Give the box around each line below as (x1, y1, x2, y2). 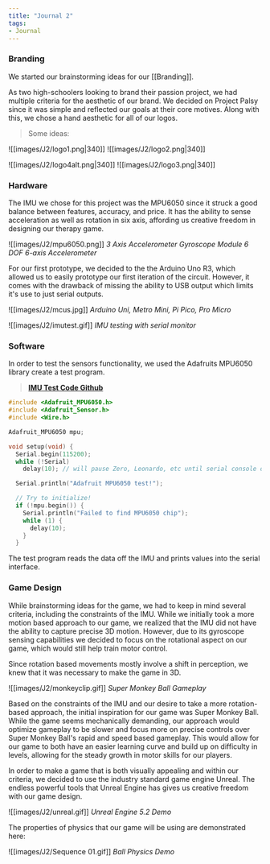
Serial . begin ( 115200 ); (15, 450, 92, 458)
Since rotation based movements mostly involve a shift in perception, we (8, 659, 249, 668)
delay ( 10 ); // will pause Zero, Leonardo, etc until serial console (22, 465, 257, 473)
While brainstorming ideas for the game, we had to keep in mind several (8, 601, 247, 610)
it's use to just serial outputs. (8, 289, 104, 299)
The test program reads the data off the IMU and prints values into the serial (8, 553, 260, 564)
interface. (8, 562, 40, 572)
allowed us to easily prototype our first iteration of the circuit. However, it (8, 271, 250, 282)
